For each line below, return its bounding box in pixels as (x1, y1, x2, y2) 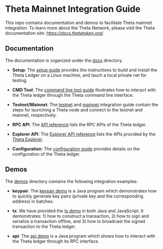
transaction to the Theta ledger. (12, 223, 76, 229)
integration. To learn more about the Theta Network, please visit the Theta (5, 25, 155, 30)
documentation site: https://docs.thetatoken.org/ (5, 30, 104, 36)
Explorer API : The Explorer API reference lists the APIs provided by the (12, 131, 156, 137)
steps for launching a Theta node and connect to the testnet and (12, 107, 143, 112)
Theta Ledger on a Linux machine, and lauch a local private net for (12, 72, 147, 78)
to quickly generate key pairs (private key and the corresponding (12, 193, 144, 199)
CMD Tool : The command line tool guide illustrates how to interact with (12, 87, 156, 93)
